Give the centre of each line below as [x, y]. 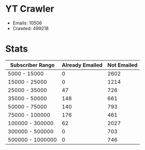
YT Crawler [30, 9]
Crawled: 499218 [31, 28]
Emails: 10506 [27, 23]
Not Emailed [123, 65]
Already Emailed [82, 65]
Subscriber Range [32, 65]
